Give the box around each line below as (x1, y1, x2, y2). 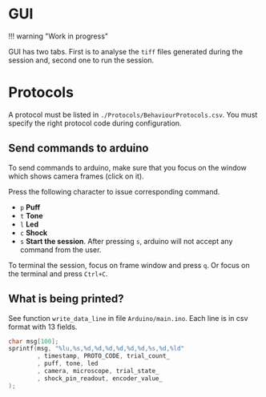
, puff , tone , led (37, 359, 99, 368)
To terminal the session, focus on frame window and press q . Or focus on (8, 260, 250, 270)
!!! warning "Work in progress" (8, 31, 109, 41)
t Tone (19, 211, 43, 220)
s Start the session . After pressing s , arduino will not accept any (19, 236, 233, 246)
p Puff (19, 202, 41, 212)
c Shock (19, 227, 48, 237)
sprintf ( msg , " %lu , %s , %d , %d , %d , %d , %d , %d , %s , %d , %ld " (8, 345, 185, 353)
